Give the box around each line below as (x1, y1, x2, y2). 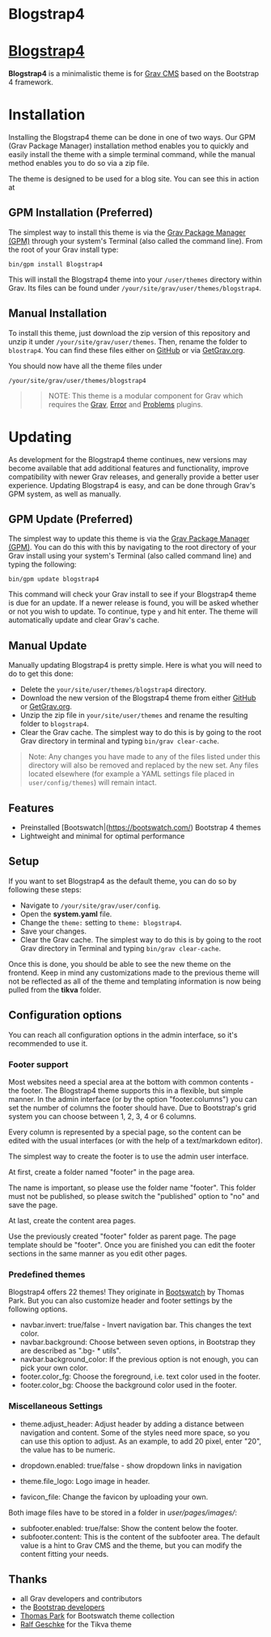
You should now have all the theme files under (8, 361, 163, 371)
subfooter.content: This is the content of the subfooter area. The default (19, 1532, 260, 1541)
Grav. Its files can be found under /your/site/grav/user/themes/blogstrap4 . (8, 283, 261, 292)
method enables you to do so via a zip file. (8, 159, 150, 168)
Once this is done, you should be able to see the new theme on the (8, 959, 231, 968)
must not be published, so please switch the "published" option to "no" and (8, 1191, 260, 1201)
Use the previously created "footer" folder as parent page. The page (8, 1231, 236, 1241)
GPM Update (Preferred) (8, 512, 133, 526)
